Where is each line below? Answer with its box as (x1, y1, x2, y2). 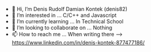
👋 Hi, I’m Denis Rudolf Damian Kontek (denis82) (11, 6, 128, 12)
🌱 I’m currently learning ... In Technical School (11, 18, 124, 25)
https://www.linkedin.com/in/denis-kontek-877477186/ (11, 39, 145, 46)
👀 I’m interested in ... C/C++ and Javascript (11, 12, 117, 19)
